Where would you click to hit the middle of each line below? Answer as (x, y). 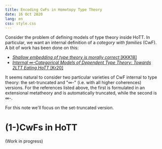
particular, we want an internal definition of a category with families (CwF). (81, 43)
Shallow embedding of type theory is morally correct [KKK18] (74, 58)
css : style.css (21, 23)
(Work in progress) (24, 141)
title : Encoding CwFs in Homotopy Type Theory (54, 10)
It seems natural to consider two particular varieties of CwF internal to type (81, 77)
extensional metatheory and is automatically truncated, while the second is (81, 93)
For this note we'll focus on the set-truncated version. (60, 108)
